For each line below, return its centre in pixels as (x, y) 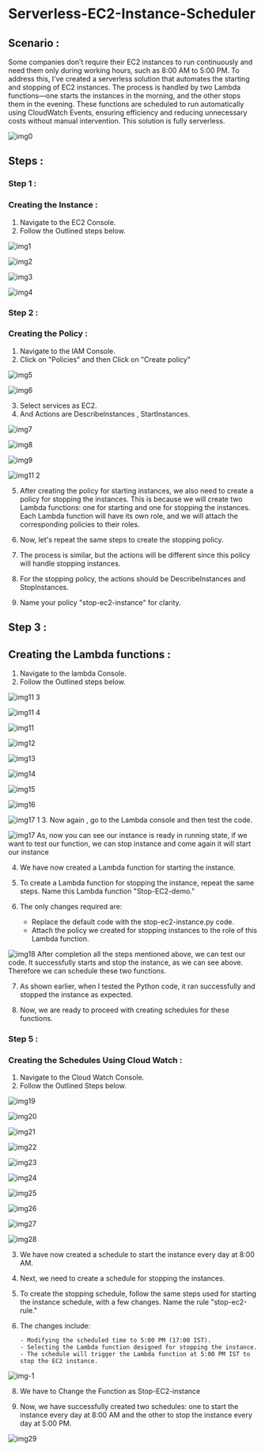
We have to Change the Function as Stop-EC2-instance (110, 1392)
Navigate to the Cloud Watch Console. (82, 1077)
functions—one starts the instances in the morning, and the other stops (125, 95)
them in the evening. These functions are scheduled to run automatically (126, 104)
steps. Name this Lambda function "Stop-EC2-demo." (107, 891)
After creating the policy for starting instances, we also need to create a (136, 490)
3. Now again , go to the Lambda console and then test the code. (147, 820)
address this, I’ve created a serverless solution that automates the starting (129, 79)
